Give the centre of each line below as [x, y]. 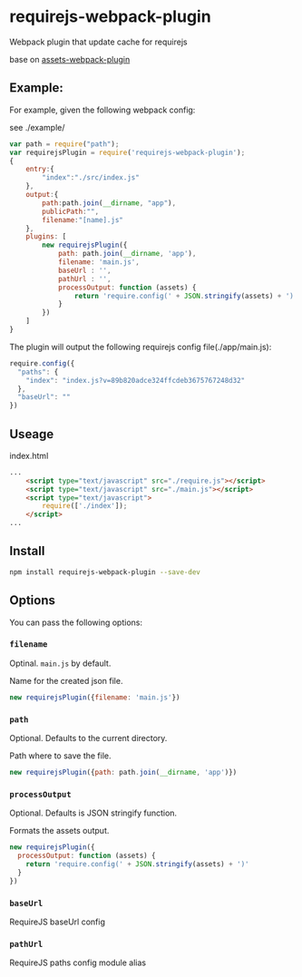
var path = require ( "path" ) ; [64, 144]
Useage [32, 434]
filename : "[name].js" [83, 220]
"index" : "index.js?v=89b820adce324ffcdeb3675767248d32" [136, 380]
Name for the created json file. [66, 680]
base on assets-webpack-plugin [70, 59]
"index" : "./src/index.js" [91, 178]
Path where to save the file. [60, 756]
